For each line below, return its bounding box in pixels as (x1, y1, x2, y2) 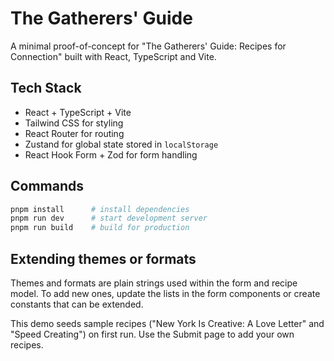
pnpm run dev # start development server (10, 213, 208, 224)
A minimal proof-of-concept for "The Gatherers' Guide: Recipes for (10, 40, 287, 52)
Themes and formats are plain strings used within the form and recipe (10, 277, 298, 289)
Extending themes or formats (10, 250, 197, 267)
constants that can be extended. (10, 298, 144, 310)
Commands (10, 178, 85, 195)
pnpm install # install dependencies (10, 204, 190, 214)
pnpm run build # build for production (10, 223, 190, 233)
